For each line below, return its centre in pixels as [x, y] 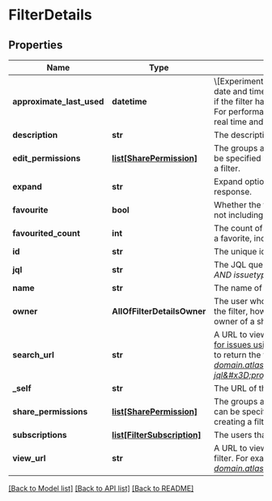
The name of [238, 288]
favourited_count [47, 233]
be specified [238, 158]
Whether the [238, 205]
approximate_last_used [58, 101]
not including [239, 215]
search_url [34, 355]
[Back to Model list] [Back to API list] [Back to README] [101, 488]
